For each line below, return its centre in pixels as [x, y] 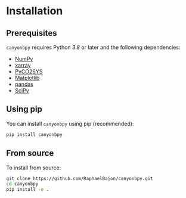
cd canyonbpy [22, 184]
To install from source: [34, 168]
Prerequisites [32, 33]
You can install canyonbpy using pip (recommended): [70, 123]
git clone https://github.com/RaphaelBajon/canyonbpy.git [80, 178]
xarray [23, 65]
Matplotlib [27, 78]
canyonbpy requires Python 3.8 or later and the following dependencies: [93, 47]
